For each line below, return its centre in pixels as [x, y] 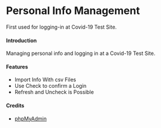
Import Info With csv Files [45, 79]
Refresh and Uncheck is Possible [54, 92]
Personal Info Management [73, 11]
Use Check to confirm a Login [50, 86]
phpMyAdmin [31, 119]
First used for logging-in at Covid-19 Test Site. [62, 27]
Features [17, 67]
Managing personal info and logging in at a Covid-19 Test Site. [81, 53]
